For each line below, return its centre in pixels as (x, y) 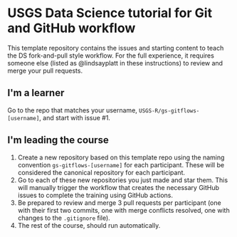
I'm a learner (36, 93)
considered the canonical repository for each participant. (101, 172)
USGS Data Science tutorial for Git (110, 13)
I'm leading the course (58, 140)
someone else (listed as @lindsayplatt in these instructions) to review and (115, 63)
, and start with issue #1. (74, 117)
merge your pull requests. (45, 70)
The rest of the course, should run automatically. (89, 225)
